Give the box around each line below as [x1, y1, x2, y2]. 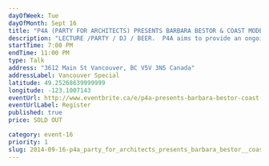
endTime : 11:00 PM [8, 49, 70, 57]
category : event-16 [8, 131, 74, 139]
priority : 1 [8, 138, 48, 146]
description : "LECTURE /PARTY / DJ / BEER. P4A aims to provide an [8, 34, 242, 43]
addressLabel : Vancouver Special [8, 71, 120, 79]
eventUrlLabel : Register [8, 101, 91, 109]
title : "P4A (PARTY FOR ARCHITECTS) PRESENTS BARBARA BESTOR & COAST [8, 26, 246, 34]
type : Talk [8, 57, 45, 65]
